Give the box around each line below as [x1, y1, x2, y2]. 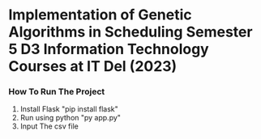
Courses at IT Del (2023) [8, 57, 178, 76]
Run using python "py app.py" [19, 113, 122, 123]
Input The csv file [19, 121, 79, 131]
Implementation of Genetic [8, 6, 192, 24]
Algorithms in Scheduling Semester [8, 23, 253, 41]
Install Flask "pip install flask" [19, 104, 119, 114]
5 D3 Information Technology [8, 40, 209, 58]
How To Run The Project [8, 86, 105, 98]
